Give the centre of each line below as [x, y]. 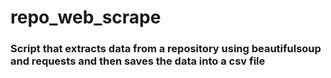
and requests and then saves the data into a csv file [138, 61]
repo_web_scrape [86, 17]
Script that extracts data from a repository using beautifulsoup [166, 49]
